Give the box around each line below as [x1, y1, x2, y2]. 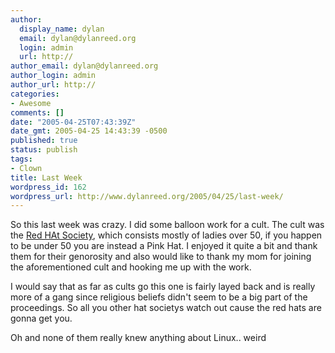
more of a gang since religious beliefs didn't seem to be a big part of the [10, 291, 308, 303]
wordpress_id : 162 [10, 182, 87, 192]
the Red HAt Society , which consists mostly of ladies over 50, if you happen [10, 229, 323, 241]
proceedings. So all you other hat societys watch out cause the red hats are [10, 302, 322, 314]
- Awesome [10, 98, 52, 108]
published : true [10, 136, 78, 146]
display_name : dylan [19, 24, 105, 34]
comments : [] [10, 107, 65, 118]
